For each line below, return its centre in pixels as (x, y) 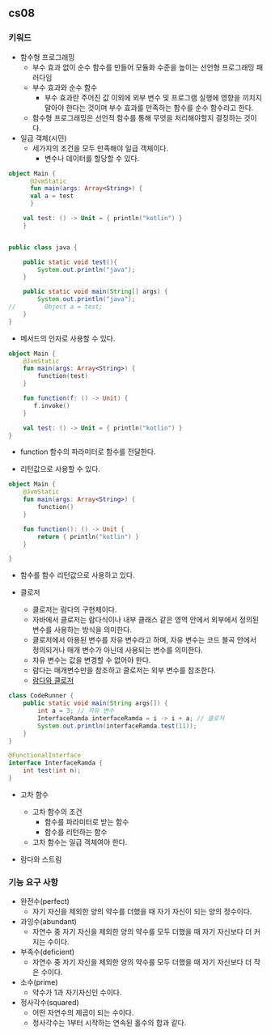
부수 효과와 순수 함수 (65, 87)
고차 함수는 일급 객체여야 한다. (80, 842)
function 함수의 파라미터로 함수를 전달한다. (88, 452)
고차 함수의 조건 (57, 812)
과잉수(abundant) (48, 922)
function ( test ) (63, 376)
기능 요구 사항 (34, 882)
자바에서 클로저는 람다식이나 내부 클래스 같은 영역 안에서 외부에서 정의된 (146, 620)
